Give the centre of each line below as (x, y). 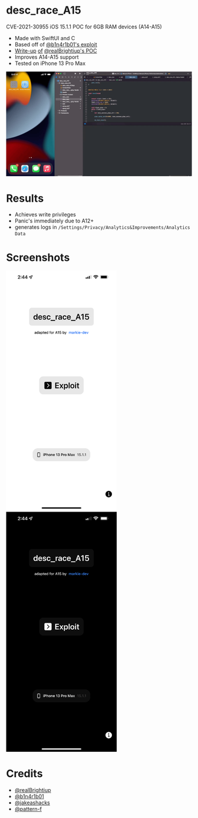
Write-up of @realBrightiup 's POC (56, 50)
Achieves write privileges (45, 215)
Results (25, 198)
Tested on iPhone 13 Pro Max (50, 63)
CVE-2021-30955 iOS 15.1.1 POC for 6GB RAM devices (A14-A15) (84, 27)
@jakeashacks (32, 803)
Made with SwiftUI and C (45, 38)
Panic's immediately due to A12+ (54, 221)
